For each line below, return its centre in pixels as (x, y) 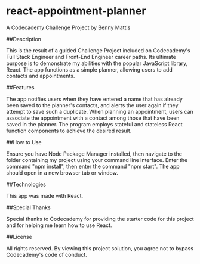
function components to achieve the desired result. (69, 131)
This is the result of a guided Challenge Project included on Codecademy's (98, 50)
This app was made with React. (45, 195)
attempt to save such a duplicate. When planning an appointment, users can (100, 111)
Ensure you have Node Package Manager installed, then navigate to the (94, 154)
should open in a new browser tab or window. (62, 173)
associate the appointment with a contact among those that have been (93, 118)
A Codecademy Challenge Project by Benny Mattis (68, 27)
